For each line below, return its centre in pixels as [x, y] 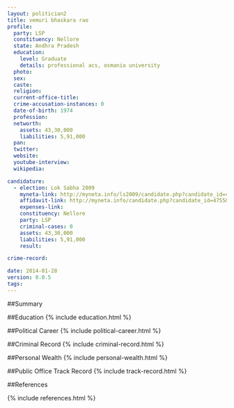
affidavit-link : [44, 201]
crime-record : [28, 259]
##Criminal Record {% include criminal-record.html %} [86, 344]
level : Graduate [44, 59]
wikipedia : [29, 169]
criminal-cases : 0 [46, 227]
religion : [28, 91]
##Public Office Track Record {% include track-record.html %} [97, 371]
